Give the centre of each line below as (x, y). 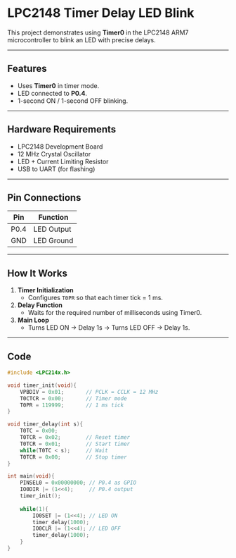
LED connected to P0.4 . (52, 93)
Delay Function (40, 305)
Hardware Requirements (62, 129)
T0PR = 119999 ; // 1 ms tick (72, 405)
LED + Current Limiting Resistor (63, 161)
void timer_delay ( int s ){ (45, 424)
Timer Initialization (45, 290)
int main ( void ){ (31, 476)
